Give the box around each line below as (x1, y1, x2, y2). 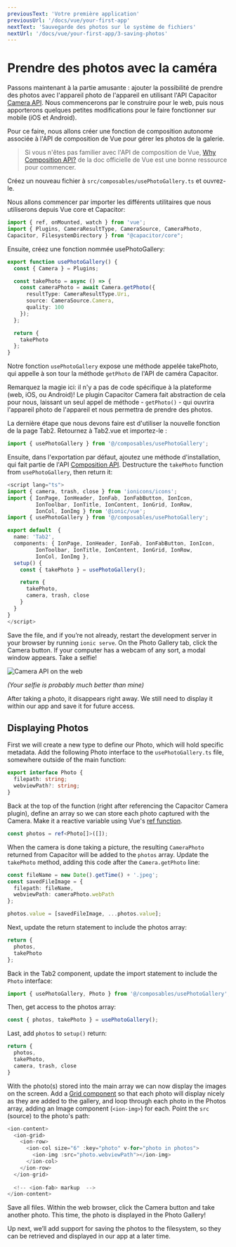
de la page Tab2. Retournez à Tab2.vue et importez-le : (7, 426, 167, 435)
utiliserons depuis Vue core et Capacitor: (7, 205, 126, 214)
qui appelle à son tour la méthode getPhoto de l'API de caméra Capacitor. (7, 369, 219, 378)
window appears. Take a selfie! (7, 653, 97, 662)
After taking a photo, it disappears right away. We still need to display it (7, 694, 213, 702)
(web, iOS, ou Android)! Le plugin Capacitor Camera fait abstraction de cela (7, 391, 226, 399)
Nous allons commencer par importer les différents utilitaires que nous (7, 198, 212, 206)
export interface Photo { (7, 769, 83, 776)
